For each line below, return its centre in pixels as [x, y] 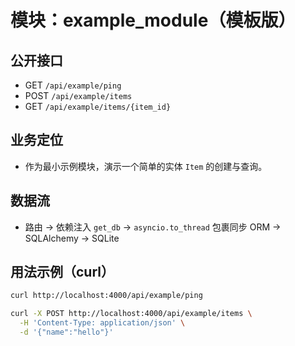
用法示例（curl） [62, 272]
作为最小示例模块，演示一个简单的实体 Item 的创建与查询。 [146, 166]
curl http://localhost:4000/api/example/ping [106, 296]
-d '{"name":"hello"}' [66, 332]
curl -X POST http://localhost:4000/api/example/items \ [131, 314]
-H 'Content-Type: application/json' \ [102, 323]
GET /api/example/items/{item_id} [98, 106]
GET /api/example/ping [73, 85]
